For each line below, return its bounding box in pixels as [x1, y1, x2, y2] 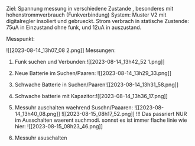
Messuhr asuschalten [14, 134, 67, 141]
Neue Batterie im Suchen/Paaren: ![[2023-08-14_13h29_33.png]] [14, 70, 172, 76]
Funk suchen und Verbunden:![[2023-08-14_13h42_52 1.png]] [14, 59, 165, 65]
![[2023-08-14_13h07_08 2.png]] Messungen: [6, 47, 116, 54]
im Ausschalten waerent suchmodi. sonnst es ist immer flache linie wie [14, 116, 187, 124]
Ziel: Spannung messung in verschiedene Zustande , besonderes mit [6, 5, 174, 12]
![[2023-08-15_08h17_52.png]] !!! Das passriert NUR [61, 111, 187, 117]
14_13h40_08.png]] [14, 111, 60, 117]
